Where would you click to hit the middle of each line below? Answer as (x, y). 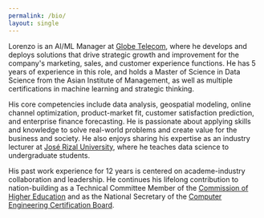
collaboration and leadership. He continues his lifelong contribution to (124, 179)
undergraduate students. (49, 155)
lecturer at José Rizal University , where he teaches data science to (119, 147)
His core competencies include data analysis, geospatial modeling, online (130, 104)
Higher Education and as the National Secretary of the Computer (115, 196)
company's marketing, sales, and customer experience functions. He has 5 (132, 63)
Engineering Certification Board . (61, 204)
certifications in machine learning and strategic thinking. (102, 88)
